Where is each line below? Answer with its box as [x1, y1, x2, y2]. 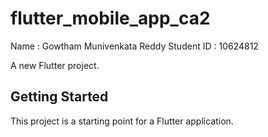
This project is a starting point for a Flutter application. [10, 115, 234, 127]
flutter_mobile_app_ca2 [10, 7, 211, 30]
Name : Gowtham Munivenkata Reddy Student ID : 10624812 [10, 40, 259, 52]
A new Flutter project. [10, 59, 100, 71]
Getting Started [10, 88, 109, 106]
